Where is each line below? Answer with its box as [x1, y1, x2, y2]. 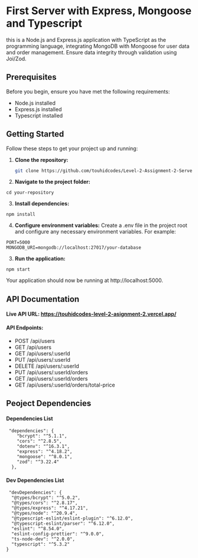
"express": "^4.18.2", [17, 449, 73, 455]
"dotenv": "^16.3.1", [17, 443, 70, 450]
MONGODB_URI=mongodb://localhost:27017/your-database [6, 245, 142, 251]
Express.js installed [14, 105, 62, 113]
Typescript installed [14, 112, 63, 119]
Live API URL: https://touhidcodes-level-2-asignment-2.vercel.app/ [6, 310, 177, 317]
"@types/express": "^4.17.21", [11, 505, 89, 511]
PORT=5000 [6, 239, 31, 246]
